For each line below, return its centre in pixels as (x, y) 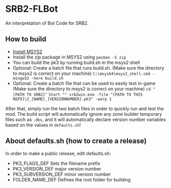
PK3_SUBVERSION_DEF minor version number (62, 174)
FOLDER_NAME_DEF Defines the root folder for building (72, 179)
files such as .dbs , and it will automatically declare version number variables (86, 119)
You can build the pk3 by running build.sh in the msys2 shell (76, 62)
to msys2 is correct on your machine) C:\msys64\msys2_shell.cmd (81, 73)
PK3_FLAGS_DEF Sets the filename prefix (57, 163)
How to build (26, 39)
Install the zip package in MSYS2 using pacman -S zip (69, 57)
